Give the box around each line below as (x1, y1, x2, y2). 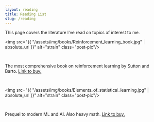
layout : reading (5, 7, 38, 12)
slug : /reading (5, 16, 36, 21)
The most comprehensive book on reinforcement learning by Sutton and (5, 63, 150, 69)
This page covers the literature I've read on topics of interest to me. (5, 30, 140, 36)
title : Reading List (5, 12, 47, 17)
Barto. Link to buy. (5, 68, 42, 74)
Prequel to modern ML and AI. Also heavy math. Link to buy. (5, 111, 125, 117)
